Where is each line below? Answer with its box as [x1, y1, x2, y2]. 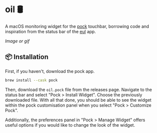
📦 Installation [5, 53, 49, 61]
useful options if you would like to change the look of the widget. [5, 122, 136, 128]
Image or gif [5, 38, 30, 44]
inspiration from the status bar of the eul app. [5, 28, 96, 34]
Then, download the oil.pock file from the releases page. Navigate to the [5, 87, 152, 92]
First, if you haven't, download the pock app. [5, 68, 95, 74]
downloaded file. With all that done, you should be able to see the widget [5, 97, 152, 103]
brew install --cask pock [5, 78, 58, 83]
